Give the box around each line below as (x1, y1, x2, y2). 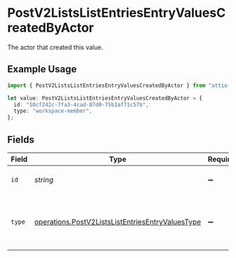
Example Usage (7, 63, 77, 75)
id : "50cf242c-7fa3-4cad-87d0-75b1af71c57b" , (13, 101, 150, 108)
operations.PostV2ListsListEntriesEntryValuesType (34, 217, 202, 226)
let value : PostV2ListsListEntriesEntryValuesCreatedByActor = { (7, 95, 202, 102)
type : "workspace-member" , (13, 107, 93, 115)
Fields (7, 133, 35, 145)
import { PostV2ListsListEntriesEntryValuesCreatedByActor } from (7, 82, 206, 89)
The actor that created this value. (7, 43, 103, 51)
